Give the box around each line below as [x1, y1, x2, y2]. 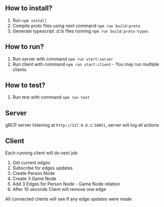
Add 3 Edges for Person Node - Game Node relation [12, 181, 120, 187]
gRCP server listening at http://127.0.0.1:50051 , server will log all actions [5, 122, 159, 128]
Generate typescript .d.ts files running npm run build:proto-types [12, 28, 149, 34]
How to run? [5, 43, 44, 51]
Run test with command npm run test [12, 94, 90, 100]
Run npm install [12, 17, 47, 23]
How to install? [5, 4, 53, 13]
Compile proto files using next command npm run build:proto [12, 23, 140, 29]
